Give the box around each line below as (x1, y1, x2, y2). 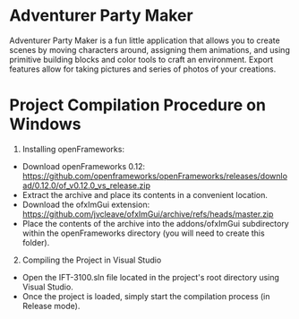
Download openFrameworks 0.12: (21, 160, 146, 171)
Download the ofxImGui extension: (21, 199, 150, 210)
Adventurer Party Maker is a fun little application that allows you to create (9, 35, 280, 46)
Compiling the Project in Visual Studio (21, 254, 162, 265)
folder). (21, 237, 50, 247)
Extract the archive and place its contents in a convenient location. (21, 189, 269, 200)
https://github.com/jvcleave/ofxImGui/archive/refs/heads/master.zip (21, 208, 274, 220)
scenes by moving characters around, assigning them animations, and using (9, 44, 291, 55)
